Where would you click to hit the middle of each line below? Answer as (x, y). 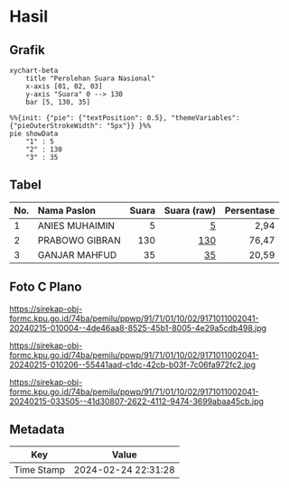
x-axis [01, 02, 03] (64, 87)
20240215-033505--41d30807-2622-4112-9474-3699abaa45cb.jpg (137, 401)
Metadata (37, 430)
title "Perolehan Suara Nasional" (90, 78)
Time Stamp (40, 470)
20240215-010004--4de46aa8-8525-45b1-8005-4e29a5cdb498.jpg (138, 327)
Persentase (250, 210)
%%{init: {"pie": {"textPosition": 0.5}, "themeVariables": (125, 118)
